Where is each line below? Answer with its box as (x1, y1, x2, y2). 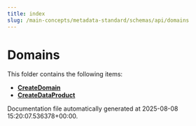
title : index (7, 10, 45, 17)
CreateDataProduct (17, 91, 76, 99)
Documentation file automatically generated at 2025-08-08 (7, 104, 178, 113)
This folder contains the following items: (7, 70, 123, 78)
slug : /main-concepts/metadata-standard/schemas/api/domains (7, 17, 190, 24)
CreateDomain (17, 83, 61, 92)
